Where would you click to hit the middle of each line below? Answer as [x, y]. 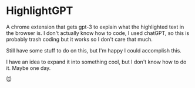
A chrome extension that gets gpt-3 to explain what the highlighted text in [95, 27]
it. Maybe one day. [28, 68]
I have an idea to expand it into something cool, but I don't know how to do [96, 62]
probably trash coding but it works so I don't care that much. [79, 39]
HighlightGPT [40, 11]
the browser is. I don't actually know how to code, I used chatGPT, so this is [98, 33]
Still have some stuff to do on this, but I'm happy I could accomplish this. [94, 50]
